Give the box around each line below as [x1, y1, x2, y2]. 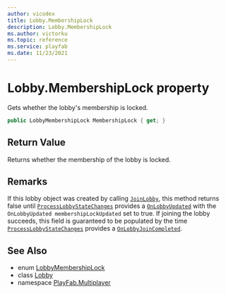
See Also [7, 245, 47, 257]
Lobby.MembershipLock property [7, 80, 210, 96]
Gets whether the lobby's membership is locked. [7, 103, 148, 111]
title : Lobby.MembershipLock [7, 17, 93, 24]
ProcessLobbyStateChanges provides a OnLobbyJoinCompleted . [7, 224, 182, 233]
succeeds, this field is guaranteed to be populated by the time [7, 216, 188, 226]
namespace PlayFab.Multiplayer [17, 278, 111, 287]
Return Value [7, 137, 66, 149]
